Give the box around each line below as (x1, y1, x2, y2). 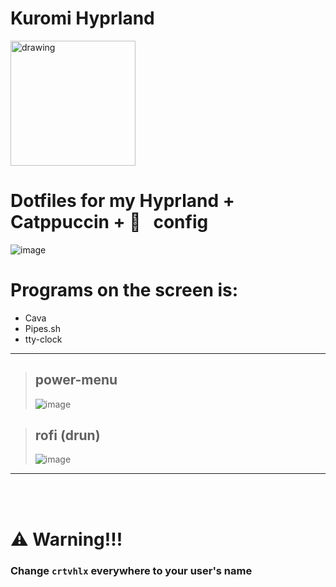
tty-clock (24, 333, 63, 345)
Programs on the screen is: (10, 279, 239, 302)
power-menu (34, 372, 118, 389)
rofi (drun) (34, 427, 101, 444)
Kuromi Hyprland (10, 7, 155, 30)
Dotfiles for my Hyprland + (10, 190, 235, 212)
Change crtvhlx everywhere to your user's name (10, 563, 253, 577)
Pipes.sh (24, 322, 61, 334)
